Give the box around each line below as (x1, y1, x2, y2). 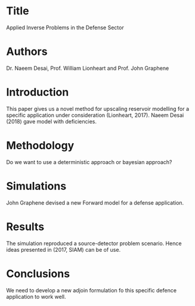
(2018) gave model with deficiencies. (6, 118, 97, 125)
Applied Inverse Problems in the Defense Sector (6, 24, 124, 31)
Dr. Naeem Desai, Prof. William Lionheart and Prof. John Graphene (6, 64, 169, 72)
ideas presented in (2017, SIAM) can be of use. (6, 246, 121, 253)
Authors (6, 45, 48, 58)
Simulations (6, 179, 67, 193)
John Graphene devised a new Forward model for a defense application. (6, 199, 184, 206)
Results (6, 220, 45, 233)
